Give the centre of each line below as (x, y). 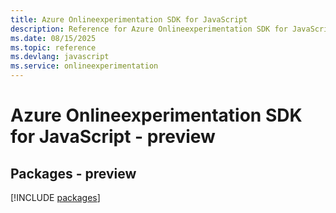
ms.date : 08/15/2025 (53, 38)
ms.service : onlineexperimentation (84, 66)
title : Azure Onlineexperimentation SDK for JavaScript (129, 19)
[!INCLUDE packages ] (55, 197)
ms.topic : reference (53, 47)
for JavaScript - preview (113, 137)
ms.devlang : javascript (60, 57)
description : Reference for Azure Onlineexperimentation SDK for (149, 29)
